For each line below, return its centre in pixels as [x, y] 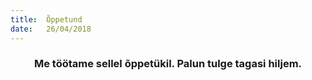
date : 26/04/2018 [51, 29]
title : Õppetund [46, 19]
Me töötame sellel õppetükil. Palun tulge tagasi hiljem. [168, 64]
